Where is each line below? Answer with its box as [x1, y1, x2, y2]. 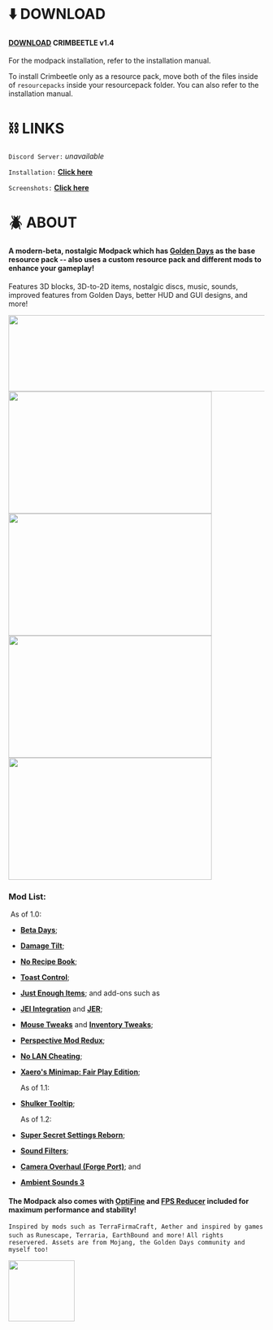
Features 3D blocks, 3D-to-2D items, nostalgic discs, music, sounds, [8, 281, 238, 291]
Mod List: [8, 890, 46, 902]
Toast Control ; [19, 973, 70, 982]
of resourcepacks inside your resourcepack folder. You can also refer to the [8, 81, 259, 90]
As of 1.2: [19, 1114, 52, 1124]
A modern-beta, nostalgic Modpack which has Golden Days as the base [8, 246, 256, 256]
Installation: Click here [8, 167, 93, 177]
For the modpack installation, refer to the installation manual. [8, 56, 211, 66]
